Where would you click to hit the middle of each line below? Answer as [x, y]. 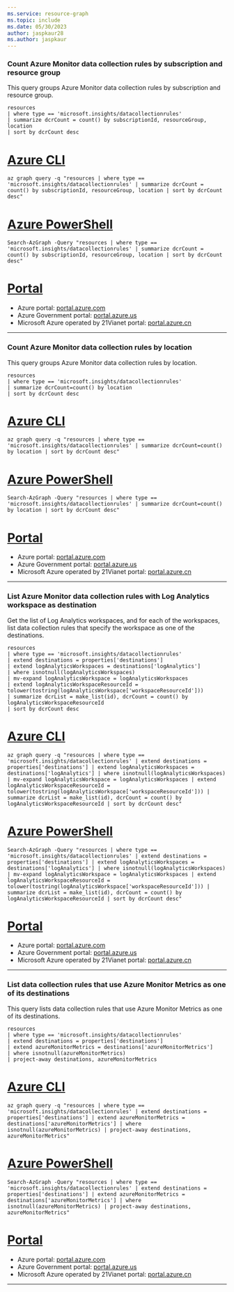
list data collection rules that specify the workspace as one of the [101, 628]
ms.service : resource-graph [48, 14]
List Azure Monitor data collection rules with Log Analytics [109, 596]
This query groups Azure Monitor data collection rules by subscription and [114, 88]
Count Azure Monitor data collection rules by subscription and [115, 64]
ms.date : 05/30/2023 [37, 26]
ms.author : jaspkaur [37, 40]
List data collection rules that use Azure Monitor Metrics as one [117, 985]
